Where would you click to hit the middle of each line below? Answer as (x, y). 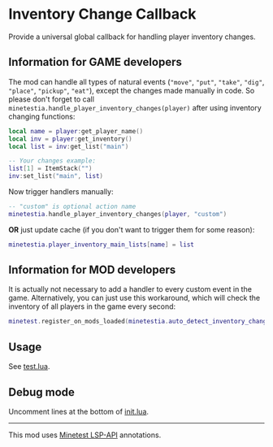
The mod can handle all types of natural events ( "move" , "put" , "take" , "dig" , (136, 81)
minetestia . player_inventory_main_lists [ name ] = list (102, 245)
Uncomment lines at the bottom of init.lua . (78, 411)
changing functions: (42, 116)
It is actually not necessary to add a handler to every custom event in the (130, 289)
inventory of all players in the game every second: (92, 306)
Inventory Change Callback (102, 14)
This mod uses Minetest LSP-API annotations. (85, 435)
